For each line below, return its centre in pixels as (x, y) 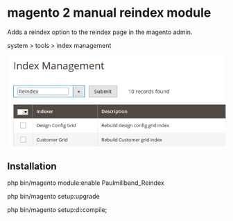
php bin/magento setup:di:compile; (57, 210)
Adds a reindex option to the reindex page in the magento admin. (100, 32)
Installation (32, 166)
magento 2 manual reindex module (109, 13)
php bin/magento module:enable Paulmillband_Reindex (86, 183)
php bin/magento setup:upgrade (53, 197)
